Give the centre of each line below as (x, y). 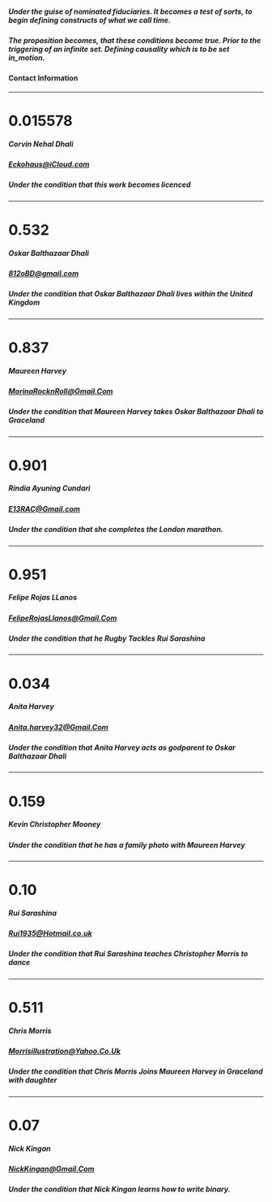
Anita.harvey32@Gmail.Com (59, 727)
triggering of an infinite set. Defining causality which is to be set (119, 49)
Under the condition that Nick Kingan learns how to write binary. (119, 1189)
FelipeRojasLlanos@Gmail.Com (63, 618)
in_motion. (27, 58)
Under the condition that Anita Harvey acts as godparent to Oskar (122, 748)
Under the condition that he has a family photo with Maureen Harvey (127, 845)
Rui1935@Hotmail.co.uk (51, 933)
